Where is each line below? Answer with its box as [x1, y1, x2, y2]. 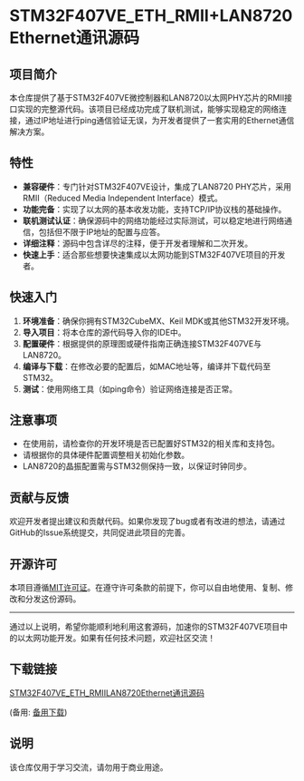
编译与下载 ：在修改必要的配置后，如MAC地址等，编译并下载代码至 [22, 360, 271, 372]
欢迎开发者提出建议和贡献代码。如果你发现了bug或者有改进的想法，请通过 [9, 516, 286, 527]
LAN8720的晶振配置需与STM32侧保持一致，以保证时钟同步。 [22, 461, 252, 472]
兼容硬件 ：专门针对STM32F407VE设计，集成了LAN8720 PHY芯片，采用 [22, 181, 292, 191]
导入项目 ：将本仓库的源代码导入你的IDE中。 [22, 327, 187, 337]
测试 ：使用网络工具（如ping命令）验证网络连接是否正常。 [22, 383, 238, 395]
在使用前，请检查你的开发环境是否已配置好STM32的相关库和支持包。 [22, 438, 280, 449]
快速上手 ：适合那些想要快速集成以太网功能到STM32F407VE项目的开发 [22, 249, 286, 259]
